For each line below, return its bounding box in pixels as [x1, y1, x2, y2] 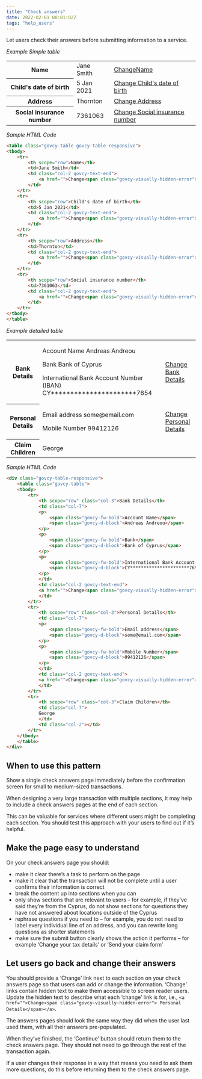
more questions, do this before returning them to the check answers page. [6, 1066, 191, 1073]
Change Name [114, 66, 153, 74]
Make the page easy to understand [6, 843, 139, 853]
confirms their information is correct [14, 883, 105, 891]
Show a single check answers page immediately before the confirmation [6, 777, 185, 784]
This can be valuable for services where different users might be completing [6, 813, 195, 820]
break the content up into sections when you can [14, 889, 136, 897]
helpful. [6, 826, 25, 833]
